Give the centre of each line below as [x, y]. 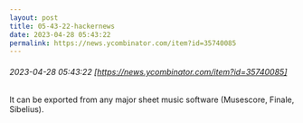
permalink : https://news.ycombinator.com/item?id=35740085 [123, 43]
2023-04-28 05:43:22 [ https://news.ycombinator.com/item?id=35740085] [148, 71]
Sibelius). [27, 109]
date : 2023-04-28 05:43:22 [60, 34]
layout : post [34, 18]
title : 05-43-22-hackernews [62, 26]
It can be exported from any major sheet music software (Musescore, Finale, [152, 99]
